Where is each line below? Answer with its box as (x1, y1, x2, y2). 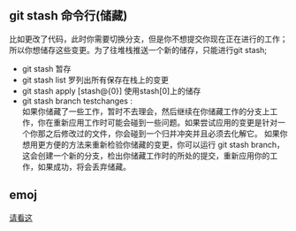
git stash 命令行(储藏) (9, 8, 128, 24)
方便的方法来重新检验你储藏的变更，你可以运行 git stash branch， (45, 139, 285, 150)
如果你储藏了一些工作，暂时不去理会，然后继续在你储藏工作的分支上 (21, 105, 270, 117)
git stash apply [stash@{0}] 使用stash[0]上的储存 (21, 85, 201, 96)
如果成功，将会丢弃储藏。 (37, 161, 131, 172)
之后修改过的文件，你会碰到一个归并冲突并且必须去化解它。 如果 (45, 127, 280, 139)
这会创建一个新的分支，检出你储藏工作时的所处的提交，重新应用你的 (21, 150, 270, 161)
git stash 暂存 (21, 63, 72, 73)
